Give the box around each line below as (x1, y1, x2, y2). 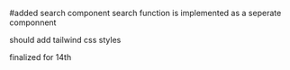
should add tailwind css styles (9, 35, 122, 45)
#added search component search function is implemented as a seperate (9, 8, 282, 18)
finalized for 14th (9, 52, 72, 62)
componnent (9, 17, 57, 28)
